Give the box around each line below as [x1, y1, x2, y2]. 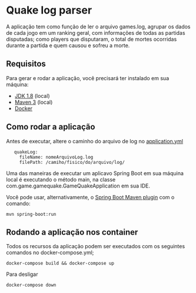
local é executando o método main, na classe [6, 176, 116, 183]
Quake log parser [6, 4, 92, 17]
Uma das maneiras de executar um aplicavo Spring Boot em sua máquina [6, 169, 184, 177]
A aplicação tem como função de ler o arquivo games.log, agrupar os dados [6, 23, 191, 30]
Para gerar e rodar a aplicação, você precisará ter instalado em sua [6, 74, 170, 81]
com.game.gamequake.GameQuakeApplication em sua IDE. [6, 182, 151, 189]
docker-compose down [6, 282, 57, 288]
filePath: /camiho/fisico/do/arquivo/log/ [19, 159, 125, 165]
